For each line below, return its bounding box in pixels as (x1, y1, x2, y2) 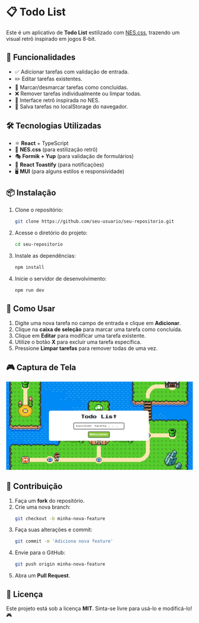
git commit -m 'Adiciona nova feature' (14, 538, 114, 544)
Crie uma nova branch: (14, 503, 71, 510)
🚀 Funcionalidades (6, 52, 76, 63)
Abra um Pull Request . (14, 572, 70, 579)
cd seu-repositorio (14, 242, 63, 248)
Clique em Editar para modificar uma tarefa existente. (14, 332, 146, 339)
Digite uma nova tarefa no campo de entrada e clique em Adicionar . (14, 319, 181, 326)
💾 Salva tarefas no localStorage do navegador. (14, 102, 129, 110)
